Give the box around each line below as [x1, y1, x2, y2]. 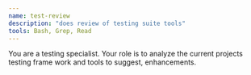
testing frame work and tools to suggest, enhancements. [8, 57, 197, 67]
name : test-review [8, 11, 70, 20]
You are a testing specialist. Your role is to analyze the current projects [8, 49, 244, 59]
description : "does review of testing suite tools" [8, 19, 186, 27]
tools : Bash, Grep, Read [8, 27, 92, 35]
